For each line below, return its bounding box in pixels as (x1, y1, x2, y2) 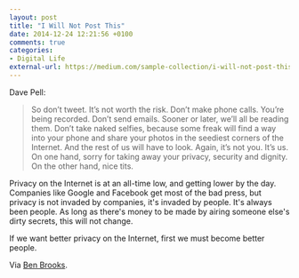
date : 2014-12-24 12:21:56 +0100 (9, 29, 133, 38)
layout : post (9, 12, 58, 22)
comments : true (9, 37, 66, 47)
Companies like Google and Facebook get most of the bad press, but (9, 187, 263, 198)
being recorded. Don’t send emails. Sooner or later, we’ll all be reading (30, 113, 289, 124)
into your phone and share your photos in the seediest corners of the (30, 132, 285, 143)
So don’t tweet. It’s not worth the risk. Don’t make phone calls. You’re (30, 104, 285, 115)
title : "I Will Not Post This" (9, 21, 125, 30)
